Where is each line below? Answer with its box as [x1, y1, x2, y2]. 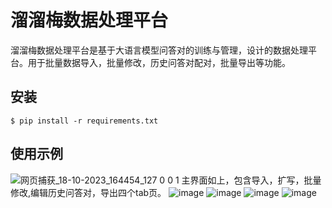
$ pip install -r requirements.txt [10, 116, 159, 126]
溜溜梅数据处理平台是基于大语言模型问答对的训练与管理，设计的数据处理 [10, 44, 308, 56]
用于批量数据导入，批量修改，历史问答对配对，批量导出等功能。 [27, 56, 291, 68]
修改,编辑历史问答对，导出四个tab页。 [10, 186, 167, 198]
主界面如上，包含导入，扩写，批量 [181, 174, 322, 186]
